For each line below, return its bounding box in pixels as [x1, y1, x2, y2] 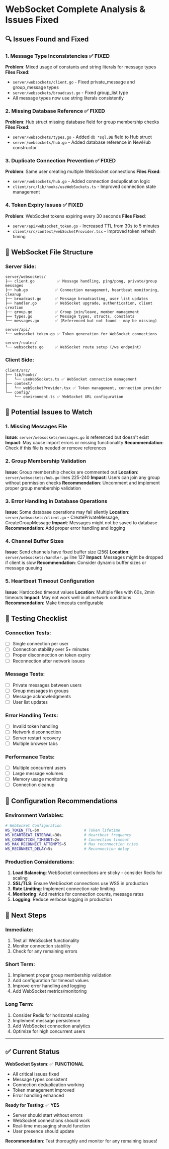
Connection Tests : [5, 629, 51, 636]
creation [5, 305, 24, 310]
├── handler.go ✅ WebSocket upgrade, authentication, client [5, 301, 153, 306]
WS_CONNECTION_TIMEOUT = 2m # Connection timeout [5, 837, 129, 842]
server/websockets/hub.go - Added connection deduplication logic [12, 178, 150, 184]
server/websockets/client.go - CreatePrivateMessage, [5, 514, 119, 521]
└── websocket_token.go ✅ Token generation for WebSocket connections [5, 332, 157, 337]
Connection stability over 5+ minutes [12, 646, 89, 652]
